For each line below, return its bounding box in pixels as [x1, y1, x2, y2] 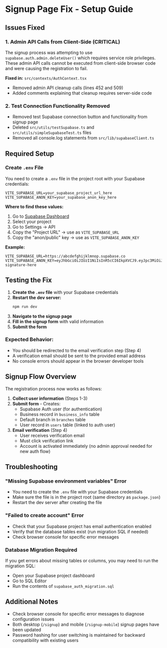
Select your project [12, 218, 52, 225]
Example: [5, 244, 25, 250]
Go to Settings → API [12, 224, 56, 230]
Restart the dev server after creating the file [12, 500, 102, 506]
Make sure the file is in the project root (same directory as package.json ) [12, 494, 161, 500]
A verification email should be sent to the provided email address [12, 353, 146, 359]
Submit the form [12, 324, 47, 330]
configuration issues [12, 616, 55, 622]
